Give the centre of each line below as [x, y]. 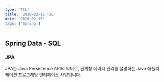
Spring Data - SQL [33, 43]
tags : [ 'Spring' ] [23, 23]
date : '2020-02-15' [25, 19]
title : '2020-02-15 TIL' [30, 14]
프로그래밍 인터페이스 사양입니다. [50, 75]
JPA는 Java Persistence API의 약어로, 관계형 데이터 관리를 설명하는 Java [76, 68]
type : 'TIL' [17, 10]
